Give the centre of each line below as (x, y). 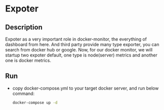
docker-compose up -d (35, 102)
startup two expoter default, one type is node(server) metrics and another (81, 55)
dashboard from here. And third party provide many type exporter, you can (82, 44)
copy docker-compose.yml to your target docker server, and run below (85, 88)
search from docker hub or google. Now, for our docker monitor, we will (79, 50)
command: (23, 93)
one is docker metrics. (28, 60)
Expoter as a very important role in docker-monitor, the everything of (76, 39)
